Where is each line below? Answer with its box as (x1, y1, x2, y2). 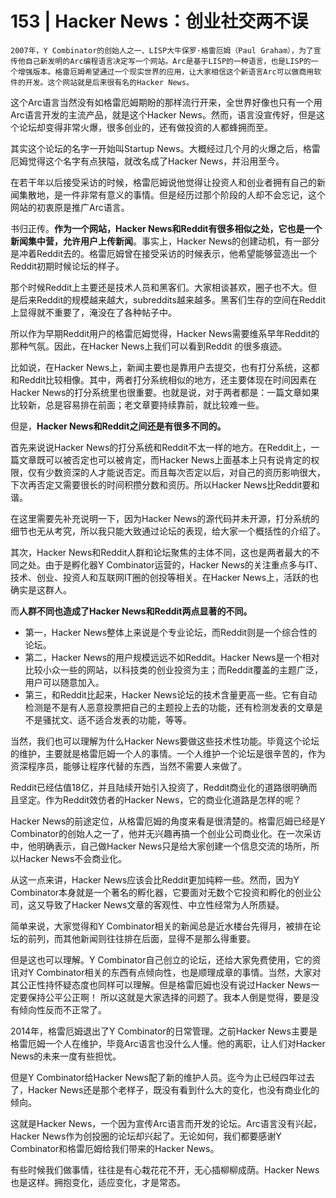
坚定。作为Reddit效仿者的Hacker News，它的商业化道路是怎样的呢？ (18, 793, 303, 806)
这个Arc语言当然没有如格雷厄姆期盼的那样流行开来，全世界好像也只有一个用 (10, 96, 323, 108)
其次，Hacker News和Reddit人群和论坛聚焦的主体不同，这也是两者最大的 (10, 546, 312, 558)
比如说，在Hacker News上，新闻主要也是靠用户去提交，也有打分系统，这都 (10, 361, 320, 373)
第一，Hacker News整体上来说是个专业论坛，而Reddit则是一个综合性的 (24, 626, 318, 638)
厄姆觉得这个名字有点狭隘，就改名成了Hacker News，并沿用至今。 (10, 155, 285, 167)
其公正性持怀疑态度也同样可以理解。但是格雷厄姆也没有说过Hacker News (10, 978, 312, 991)
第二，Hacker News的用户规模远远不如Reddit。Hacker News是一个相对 (24, 651, 320, 663)
